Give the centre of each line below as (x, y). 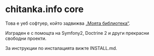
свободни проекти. (26, 38)
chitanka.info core (44, 9)
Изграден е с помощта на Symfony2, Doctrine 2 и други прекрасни (77, 33)
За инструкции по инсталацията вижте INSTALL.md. (61, 48)
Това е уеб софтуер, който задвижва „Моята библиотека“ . (68, 23)
